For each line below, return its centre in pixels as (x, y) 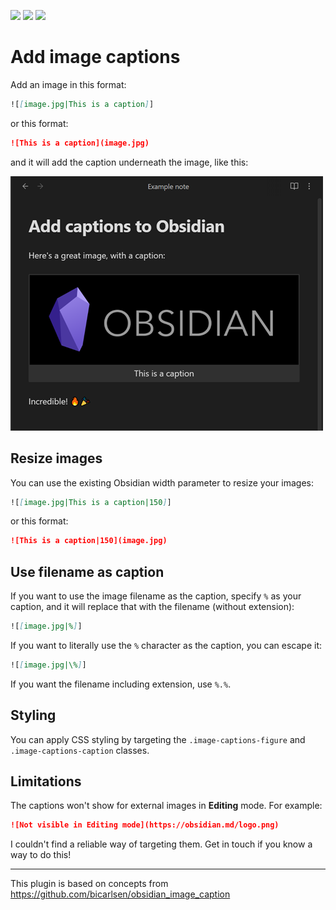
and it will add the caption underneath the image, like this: (129, 162)
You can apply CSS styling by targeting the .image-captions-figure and (158, 739)
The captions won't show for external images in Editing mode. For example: (166, 806)
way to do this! (41, 855)
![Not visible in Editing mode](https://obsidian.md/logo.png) (145, 825)
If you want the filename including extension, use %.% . (121, 684)
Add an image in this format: (68, 84)
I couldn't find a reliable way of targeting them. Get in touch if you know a (161, 844)
